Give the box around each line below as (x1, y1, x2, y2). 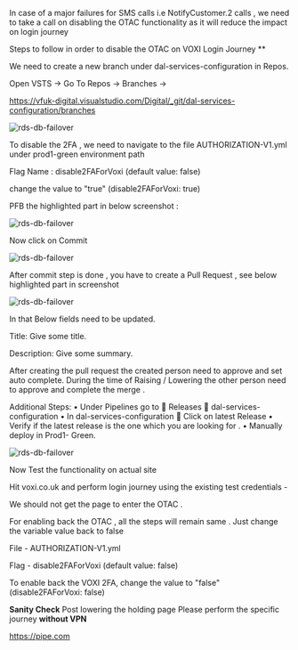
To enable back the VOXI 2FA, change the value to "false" (9, 578, 221, 588)
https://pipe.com (9, 631, 70, 641)
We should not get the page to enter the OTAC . (9, 499, 183, 509)
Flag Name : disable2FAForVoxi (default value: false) (9, 167, 201, 176)
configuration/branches (9, 105, 96, 115)
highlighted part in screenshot (9, 280, 120, 289)
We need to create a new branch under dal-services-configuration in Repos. (9, 61, 289, 71)
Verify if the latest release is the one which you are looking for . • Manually (9, 420, 283, 431)
